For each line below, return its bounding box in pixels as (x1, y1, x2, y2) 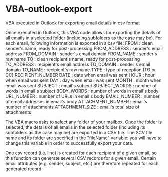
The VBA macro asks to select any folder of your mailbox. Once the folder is (5, 119, 162, 125)
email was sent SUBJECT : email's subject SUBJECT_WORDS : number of (5, 82, 157, 88)
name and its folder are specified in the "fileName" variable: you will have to (5, 135, 162, 141)
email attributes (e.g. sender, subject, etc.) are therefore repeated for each (5, 160, 159, 166)
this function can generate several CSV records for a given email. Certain (5, 155, 156, 161)
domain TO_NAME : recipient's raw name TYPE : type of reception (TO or (5, 66, 156, 73)
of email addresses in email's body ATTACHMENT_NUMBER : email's (5, 98, 148, 104)
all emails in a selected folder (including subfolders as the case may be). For (5, 35, 162, 41)
